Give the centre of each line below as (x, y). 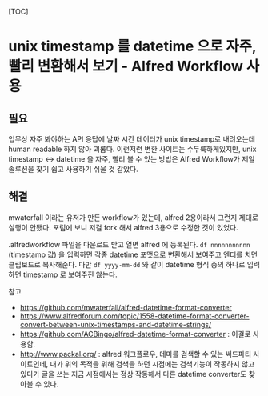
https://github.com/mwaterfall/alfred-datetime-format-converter (126, 307)
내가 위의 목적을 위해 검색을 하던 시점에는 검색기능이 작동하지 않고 (152, 364)
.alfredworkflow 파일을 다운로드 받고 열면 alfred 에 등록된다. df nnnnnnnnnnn (129, 244)
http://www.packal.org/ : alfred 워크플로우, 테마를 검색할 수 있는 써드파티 (136, 354)
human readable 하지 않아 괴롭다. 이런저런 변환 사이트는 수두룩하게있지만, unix (132, 149)
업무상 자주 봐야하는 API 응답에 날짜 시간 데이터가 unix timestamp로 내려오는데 (132, 139)
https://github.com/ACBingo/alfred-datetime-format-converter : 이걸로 (135, 334)
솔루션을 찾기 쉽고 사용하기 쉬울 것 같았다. (73, 169)
